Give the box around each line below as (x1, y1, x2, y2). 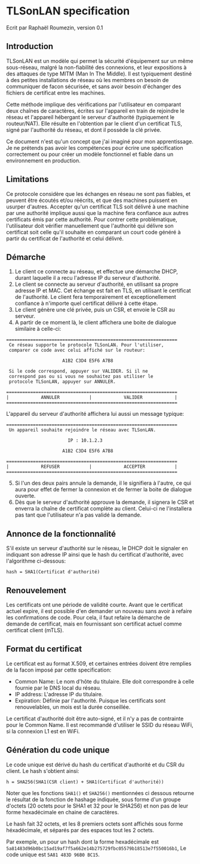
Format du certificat (6, 644, 82, 654)
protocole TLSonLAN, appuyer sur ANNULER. (8, 379, 116, 385)
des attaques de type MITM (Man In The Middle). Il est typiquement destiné (6, 70, 192, 77)
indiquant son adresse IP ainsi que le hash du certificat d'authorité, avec (6, 551, 184, 558)
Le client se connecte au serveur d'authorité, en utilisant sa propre (14, 280, 179, 288)
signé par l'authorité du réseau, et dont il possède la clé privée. (6, 126, 162, 133)
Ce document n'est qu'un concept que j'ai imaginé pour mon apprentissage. (6, 138, 194, 145)
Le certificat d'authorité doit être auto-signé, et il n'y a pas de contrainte (6, 715, 184, 722)
